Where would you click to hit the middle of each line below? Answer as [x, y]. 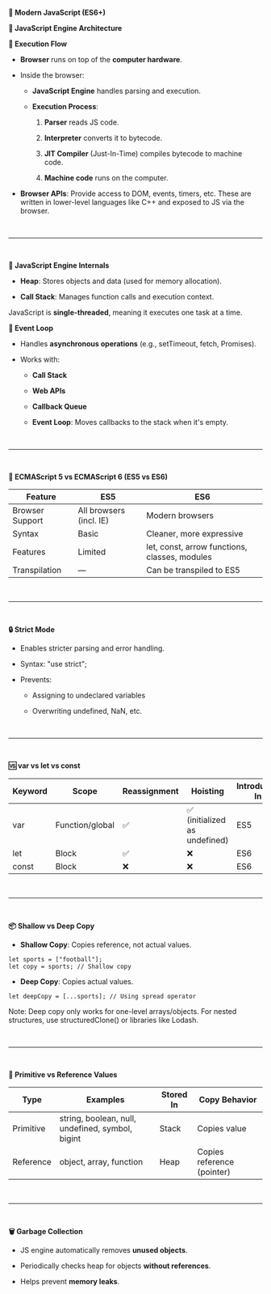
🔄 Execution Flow [38, 44]
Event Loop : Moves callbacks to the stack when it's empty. [130, 422]
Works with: [40, 359]
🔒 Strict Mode [31, 630]
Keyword [30, 791]
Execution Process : [65, 106]
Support [28, 520]
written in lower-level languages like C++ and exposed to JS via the [132, 202]
